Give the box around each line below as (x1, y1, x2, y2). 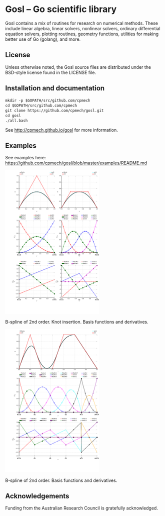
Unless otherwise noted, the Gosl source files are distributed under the (5, 64, 151, 70)
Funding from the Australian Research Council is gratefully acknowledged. (5, 505, 158, 511)
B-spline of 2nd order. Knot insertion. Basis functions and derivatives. (5, 319, 148, 325)
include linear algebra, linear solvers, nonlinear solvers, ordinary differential (5, 25, 161, 31)
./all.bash (5, 118, 28, 123)
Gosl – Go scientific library (5, 4, 117, 15)
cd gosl (5, 113, 21, 118)
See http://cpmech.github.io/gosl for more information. (5, 127, 118, 133)
